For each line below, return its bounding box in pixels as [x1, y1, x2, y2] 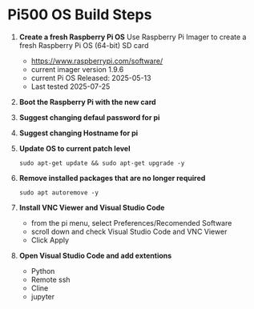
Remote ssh [30, 275, 71, 284]
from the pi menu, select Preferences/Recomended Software [30, 218, 232, 227]
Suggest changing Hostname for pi [18, 128, 139, 138]
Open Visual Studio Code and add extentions [18, 251, 172, 260]
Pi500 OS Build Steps [7, 6, 152, 24]
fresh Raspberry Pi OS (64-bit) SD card [18, 40, 149, 50]
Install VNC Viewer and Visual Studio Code [18, 203, 165, 212]
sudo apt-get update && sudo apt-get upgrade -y [18, 159, 185, 167]
